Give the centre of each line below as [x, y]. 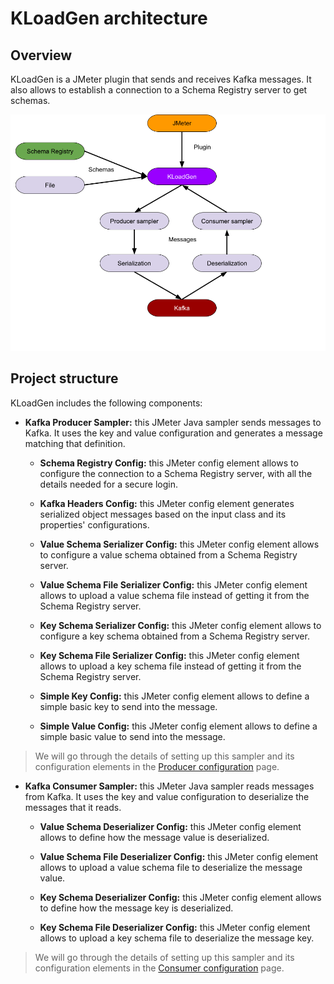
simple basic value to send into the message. [132, 736]
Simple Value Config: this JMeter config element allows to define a [178, 726]
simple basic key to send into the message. [128, 706]
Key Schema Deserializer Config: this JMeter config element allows [180, 897]
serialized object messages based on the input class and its [163, 514]
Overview [41, 55]
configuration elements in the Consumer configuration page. [159, 968]
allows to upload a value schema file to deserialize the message [171, 867]
